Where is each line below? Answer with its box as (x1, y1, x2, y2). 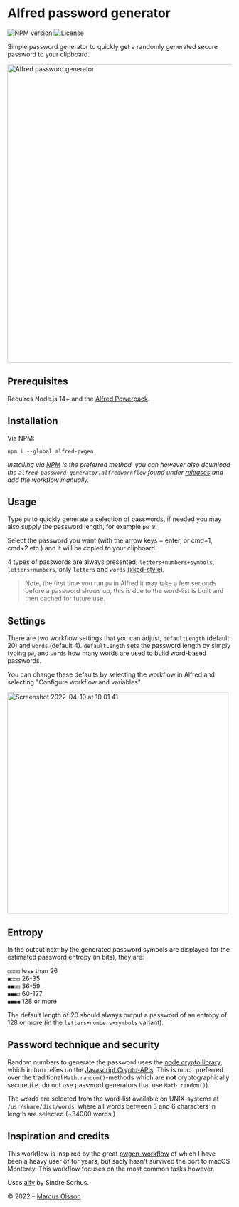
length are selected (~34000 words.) (7, 1109, 116, 1118)
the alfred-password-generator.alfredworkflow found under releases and (7, 468, 224, 476)
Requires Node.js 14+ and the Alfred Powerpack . (7, 394, 150, 403)
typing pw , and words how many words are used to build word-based (7, 649, 207, 657)
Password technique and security (7, 1039, 160, 1051)
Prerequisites (7, 376, 68, 388)
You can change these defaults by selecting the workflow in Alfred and (7, 670, 216, 679)
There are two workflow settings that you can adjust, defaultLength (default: (7, 634, 231, 642)
